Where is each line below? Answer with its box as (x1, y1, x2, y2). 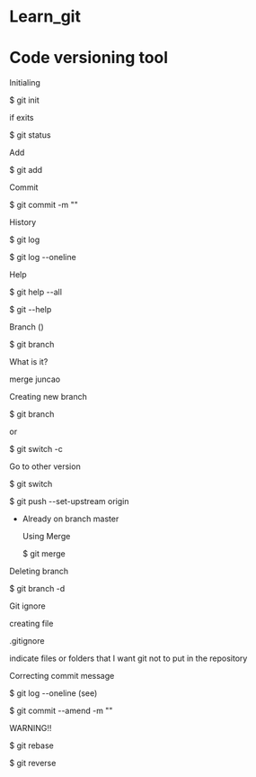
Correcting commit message (9, 671, 115, 682)
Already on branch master (22, 513, 119, 524)
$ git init (9, 95, 40, 105)
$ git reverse (9, 758, 57, 769)
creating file (9, 619, 54, 629)
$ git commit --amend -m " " (9, 705, 113, 717)
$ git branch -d (9, 583, 66, 594)
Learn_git (9, 6, 81, 27)
